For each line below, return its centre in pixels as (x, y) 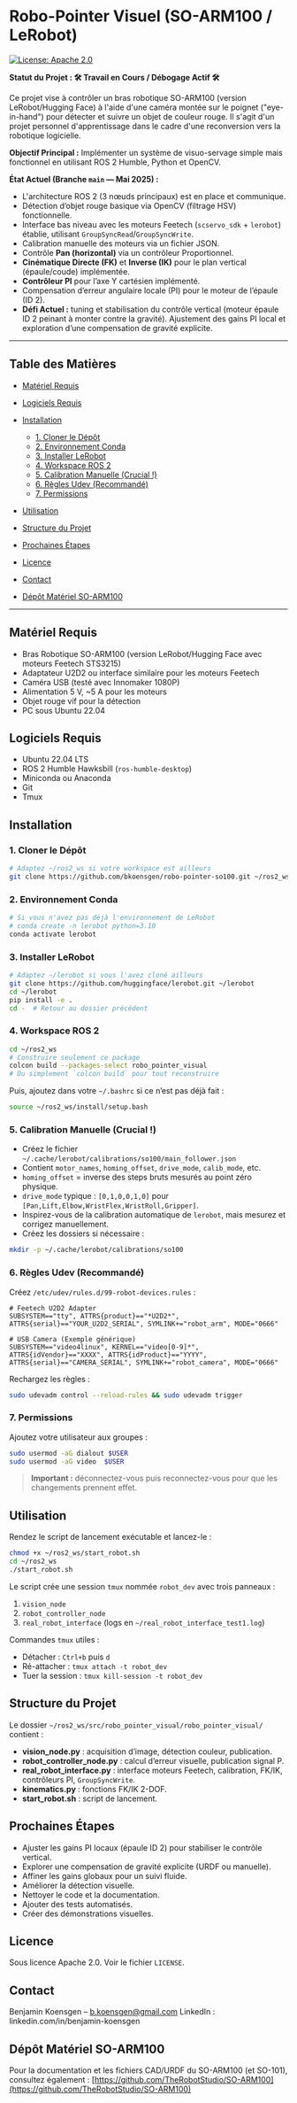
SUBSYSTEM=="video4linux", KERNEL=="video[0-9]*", (104, 1347)
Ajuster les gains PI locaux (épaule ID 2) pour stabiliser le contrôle (142, 1847)
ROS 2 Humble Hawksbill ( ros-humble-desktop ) (107, 769)
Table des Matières (63, 364)
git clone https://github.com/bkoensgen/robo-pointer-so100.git (130, 877)
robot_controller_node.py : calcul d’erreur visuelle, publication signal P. (153, 1760)
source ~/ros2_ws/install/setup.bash (79, 1107)
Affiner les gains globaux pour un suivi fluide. (104, 1875)
